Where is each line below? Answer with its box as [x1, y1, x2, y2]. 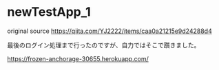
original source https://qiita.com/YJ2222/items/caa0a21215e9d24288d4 [7, 27, 212, 35]
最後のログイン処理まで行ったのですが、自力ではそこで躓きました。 [7, 40, 200, 49]
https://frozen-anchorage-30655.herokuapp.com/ [7, 54, 149, 62]
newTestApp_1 [7, 4, 91, 20]
